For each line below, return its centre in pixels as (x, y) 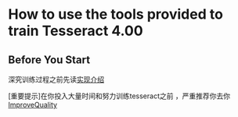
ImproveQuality (32, 105)
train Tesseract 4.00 (76, 31)
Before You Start (49, 60)
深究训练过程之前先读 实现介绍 (56, 79)
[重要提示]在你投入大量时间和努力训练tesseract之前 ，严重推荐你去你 (119, 96)
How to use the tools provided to (115, 14)
